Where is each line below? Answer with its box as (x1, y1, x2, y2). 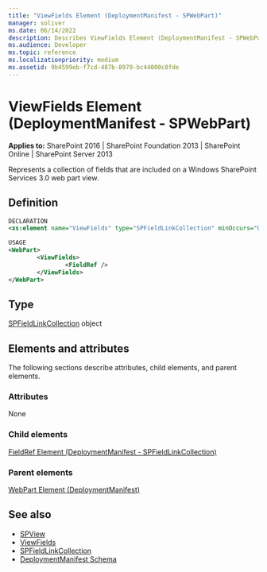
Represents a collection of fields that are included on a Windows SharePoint (8, 164, 257, 174)
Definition (8, 196, 58, 210)
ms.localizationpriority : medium (8, 56, 119, 64)
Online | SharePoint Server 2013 (8, 149, 113, 159)
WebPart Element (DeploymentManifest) (8, 485, 141, 495)
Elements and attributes (8, 342, 130, 355)
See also (8, 508, 52, 521)
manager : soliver (8, 19, 66, 27)
